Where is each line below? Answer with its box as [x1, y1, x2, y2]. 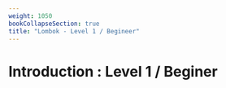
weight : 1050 [8, 11, 53, 20]
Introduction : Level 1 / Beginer [8, 62, 218, 81]
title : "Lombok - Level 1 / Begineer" [8, 27, 140, 35]
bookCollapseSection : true [8, 20, 100, 28]
